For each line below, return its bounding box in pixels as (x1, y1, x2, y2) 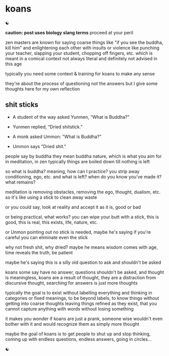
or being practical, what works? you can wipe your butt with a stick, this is (5, 213, 159, 220)
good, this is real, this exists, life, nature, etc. (5, 219, 98, 225)
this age (5, 61, 22, 67)
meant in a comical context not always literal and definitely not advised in (5, 55, 158, 61)
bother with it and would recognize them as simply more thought (5, 321, 140, 327)
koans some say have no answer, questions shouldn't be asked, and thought (5, 269, 164, 275)
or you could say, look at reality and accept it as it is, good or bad (5, 204, 141, 210)
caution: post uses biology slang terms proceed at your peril (5, 29, 134, 35)
